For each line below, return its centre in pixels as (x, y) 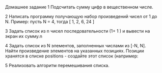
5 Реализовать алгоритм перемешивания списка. (57, 65)
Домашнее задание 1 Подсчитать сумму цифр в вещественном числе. (79, 7)
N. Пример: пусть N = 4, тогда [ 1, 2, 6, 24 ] (50, 22)
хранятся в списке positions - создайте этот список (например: (72, 56)
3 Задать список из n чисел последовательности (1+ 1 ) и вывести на (78, 31)
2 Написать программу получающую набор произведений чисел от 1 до (81, 16)
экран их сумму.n (24, 36)
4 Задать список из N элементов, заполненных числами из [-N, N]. (76, 46)
